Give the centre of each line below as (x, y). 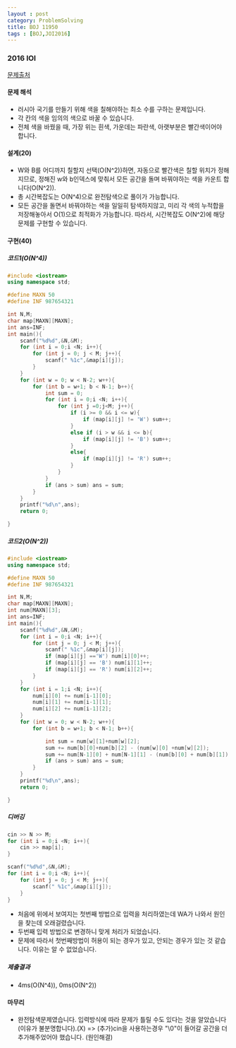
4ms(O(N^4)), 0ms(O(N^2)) (57, 985)
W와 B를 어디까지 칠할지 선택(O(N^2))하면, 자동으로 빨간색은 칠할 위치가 (117, 170)
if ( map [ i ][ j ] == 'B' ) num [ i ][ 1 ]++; (99, 663)
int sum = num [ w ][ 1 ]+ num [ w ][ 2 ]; (92, 741)
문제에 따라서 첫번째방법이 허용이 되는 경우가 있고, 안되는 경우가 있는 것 (115, 941)
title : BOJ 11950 (33, 27)
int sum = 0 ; (64, 393)
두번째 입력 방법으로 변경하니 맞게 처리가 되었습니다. (89, 932)
